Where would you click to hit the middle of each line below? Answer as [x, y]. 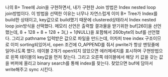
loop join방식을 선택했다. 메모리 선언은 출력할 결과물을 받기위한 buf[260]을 [79, 26]
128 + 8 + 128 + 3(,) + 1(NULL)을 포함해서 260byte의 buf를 [87, 32]
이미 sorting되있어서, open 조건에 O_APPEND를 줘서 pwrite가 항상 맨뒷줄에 [85, 44]
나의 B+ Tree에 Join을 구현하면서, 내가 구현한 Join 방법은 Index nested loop [81, 7]
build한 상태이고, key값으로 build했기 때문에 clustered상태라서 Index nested [81, 20]
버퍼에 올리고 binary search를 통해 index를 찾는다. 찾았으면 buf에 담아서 [81, 63]
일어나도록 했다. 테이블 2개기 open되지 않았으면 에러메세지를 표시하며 [73, 51]
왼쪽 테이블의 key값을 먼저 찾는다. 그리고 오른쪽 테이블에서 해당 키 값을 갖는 [84, 57]
